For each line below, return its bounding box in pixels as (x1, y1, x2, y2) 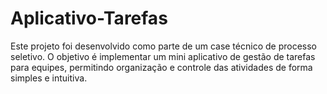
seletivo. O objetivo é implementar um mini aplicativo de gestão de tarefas (10, 50, 316, 62)
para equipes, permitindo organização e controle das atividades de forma (10, 61, 313, 73)
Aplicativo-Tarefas (10, 7, 168, 30)
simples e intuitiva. (10, 72, 88, 84)
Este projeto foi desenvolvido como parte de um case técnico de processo (10, 40, 317, 52)
